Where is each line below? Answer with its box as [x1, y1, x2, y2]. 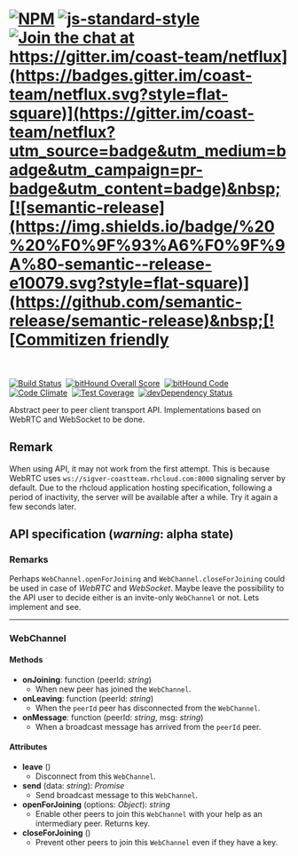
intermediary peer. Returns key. [35, 818, 151, 828]
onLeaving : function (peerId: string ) [21, 693, 153, 703]
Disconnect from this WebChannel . [35, 771, 157, 781]
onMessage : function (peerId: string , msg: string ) [21, 711, 204, 723]
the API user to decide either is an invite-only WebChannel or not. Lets [9, 592, 260, 603]
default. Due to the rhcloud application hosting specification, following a [9, 482, 273, 493]
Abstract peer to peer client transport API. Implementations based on [9, 404, 262, 415]
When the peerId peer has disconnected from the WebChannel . [35, 702, 261, 713]
